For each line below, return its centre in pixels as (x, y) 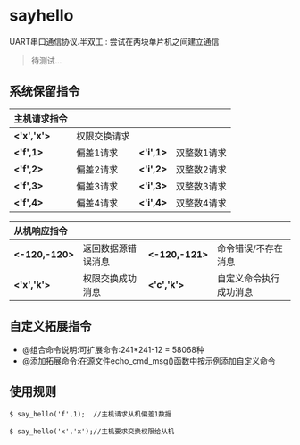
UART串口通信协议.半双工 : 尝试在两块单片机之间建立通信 (114, 41)
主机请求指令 (41, 119)
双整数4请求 (201, 203)
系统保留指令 (45, 92)
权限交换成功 (109, 278)
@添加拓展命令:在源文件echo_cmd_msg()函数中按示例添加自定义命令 (149, 361)
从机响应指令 (41, 231)
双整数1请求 (201, 153)
